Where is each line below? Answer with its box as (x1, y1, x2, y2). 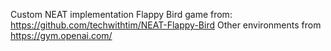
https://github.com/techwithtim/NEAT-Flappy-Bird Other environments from (10, 19, 322, 31)
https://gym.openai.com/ (10, 30, 113, 41)
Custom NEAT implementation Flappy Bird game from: (10, 9, 233, 20)
